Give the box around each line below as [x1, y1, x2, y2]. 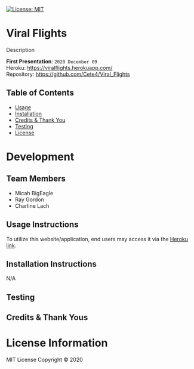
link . [6, 242, 17, 249]
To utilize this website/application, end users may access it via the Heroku [6, 235, 188, 242]
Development [6, 150, 75, 164]
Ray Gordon [14, 196, 45, 203]
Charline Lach [14, 202, 50, 209]
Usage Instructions [6, 220, 79, 230]
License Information [6, 336, 108, 350]
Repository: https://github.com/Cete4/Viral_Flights [6, 70, 130, 78]
